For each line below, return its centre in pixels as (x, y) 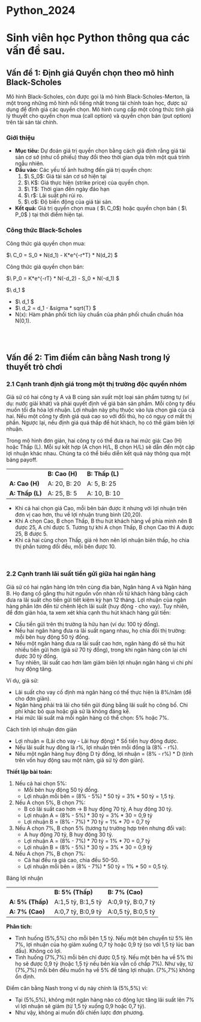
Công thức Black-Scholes (44, 230)
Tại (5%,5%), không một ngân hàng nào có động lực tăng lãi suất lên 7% (105, 999)
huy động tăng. (34, 669)
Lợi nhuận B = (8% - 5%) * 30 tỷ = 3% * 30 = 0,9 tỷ (88, 847)
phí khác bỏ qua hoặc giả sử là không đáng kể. (73, 711)
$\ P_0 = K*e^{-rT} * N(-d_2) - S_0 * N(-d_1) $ (63, 278)
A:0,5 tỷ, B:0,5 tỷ (131, 911)
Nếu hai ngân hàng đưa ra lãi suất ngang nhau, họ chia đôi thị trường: (100, 630)
